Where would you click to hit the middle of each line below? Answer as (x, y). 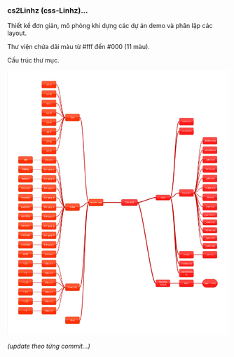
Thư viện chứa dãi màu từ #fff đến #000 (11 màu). (79, 47)
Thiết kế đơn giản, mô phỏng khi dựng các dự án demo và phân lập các (110, 26)
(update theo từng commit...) (49, 346)
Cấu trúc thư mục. (33, 60)
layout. (17, 33)
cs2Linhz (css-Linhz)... (48, 11)
